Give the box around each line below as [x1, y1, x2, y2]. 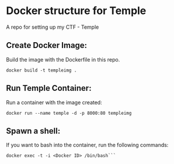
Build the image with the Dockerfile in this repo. [6, 56, 120, 63]
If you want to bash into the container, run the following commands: [6, 142, 169, 149]
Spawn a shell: [6, 126, 61, 136]
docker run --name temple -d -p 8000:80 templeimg [6, 110, 132, 116]
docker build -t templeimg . [6, 67, 77, 73]
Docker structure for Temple [6, 4, 147, 18]
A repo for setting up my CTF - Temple [6, 23, 99, 30]
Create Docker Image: [6, 40, 88, 50]
